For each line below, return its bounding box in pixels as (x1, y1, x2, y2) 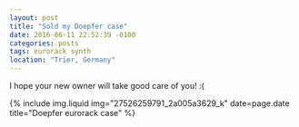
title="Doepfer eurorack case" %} (9, 108, 136, 118)
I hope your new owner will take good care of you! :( (9, 81, 204, 91)
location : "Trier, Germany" (9, 55, 116, 64)
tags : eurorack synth (9, 47, 92, 56)
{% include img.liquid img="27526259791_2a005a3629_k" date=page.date (9, 98, 290, 109)
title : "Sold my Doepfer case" (9, 22, 128, 31)
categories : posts (9, 38, 79, 48)
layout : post (9, 13, 59, 23)
